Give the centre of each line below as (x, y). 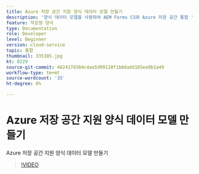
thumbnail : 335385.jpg (34, 56)
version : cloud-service (36, 45)
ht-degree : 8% (24, 84)
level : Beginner (26, 39)
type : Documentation (32, 28)
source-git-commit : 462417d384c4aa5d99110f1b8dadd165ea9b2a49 (85, 67)
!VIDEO (30, 164)
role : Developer (26, 34)
